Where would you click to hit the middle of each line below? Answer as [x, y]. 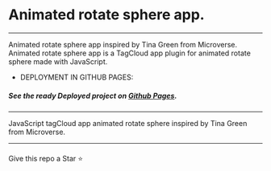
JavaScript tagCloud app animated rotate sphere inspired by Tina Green [128, 123]
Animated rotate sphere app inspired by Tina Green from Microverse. [123, 44]
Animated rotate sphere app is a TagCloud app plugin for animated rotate [130, 53]
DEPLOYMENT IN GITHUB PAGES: [77, 77]
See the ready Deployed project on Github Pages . [93, 96]
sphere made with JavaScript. [58, 61]
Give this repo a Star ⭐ [46, 158]
